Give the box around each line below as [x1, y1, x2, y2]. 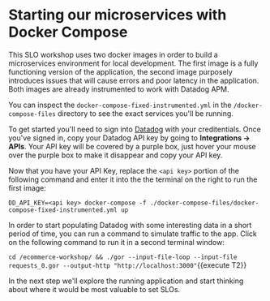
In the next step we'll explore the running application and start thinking [8, 276, 244, 286]
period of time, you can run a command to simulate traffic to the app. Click [8, 229, 257, 239]
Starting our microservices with [8, 6, 227, 24]
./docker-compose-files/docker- [149, 199, 259, 207]
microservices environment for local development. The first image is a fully [8, 58, 259, 68]
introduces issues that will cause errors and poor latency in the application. [8, 75, 259, 85]
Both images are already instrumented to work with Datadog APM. [8, 84, 229, 94]
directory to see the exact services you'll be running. [58, 108, 234, 118]
